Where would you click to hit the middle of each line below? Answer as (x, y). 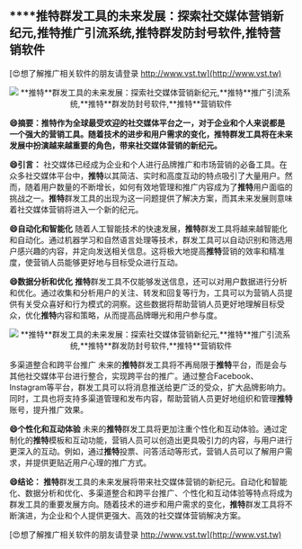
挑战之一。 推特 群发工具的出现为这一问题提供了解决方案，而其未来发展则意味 (151, 198)
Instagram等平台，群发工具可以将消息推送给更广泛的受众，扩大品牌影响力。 (150, 387)
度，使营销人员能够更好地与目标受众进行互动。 (96, 262)
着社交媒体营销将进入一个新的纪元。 (76, 209)
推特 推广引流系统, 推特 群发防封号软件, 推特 (153, 33)
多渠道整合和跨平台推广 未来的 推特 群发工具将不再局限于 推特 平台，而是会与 (148, 364)
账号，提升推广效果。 (49, 409)
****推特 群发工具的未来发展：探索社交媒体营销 (141, 16)
